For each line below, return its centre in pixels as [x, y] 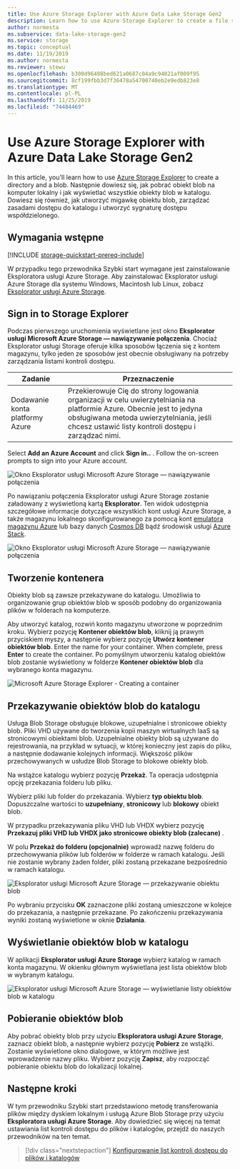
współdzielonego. [34, 215]
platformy [27, 418]
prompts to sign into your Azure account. [68, 461]
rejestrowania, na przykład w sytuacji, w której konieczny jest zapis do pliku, [120, 746]
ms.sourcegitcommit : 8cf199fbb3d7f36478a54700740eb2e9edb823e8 [104, 80]
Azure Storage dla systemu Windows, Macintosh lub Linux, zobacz [106, 284]
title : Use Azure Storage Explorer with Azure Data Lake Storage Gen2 [115, 14]
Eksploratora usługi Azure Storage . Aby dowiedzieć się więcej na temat [114, 1121]
